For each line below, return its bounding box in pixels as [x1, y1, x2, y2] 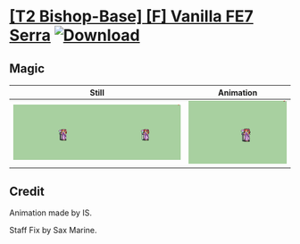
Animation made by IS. [9, 207, 92, 218]
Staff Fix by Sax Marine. [9, 225, 97, 236]
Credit [9, 184, 45, 199]
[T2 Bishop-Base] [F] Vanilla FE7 [9, 6, 254, 27]
